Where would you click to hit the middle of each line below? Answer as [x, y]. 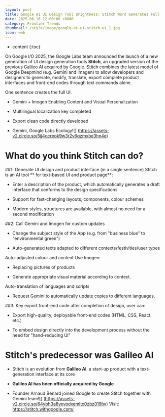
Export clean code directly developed [50, 121]
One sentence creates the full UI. [39, 92]
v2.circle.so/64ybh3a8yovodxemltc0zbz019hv [59, 404]
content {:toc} [26, 47]
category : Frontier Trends [33, 23]
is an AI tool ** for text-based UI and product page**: [59, 175]
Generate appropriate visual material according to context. [71, 277]
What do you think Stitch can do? [74, 156]
